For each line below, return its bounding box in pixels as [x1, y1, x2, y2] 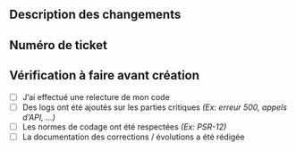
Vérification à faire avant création [9, 68, 199, 83]
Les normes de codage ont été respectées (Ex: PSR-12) [21, 121, 227, 132]
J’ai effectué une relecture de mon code [21, 91, 170, 102]
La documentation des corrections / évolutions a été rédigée [21, 131, 245, 142]
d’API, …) [21, 112, 56, 122]
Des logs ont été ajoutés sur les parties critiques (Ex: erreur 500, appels [21, 102, 288, 113]
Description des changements [9, 7, 182, 22]
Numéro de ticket [9, 38, 108, 53]
